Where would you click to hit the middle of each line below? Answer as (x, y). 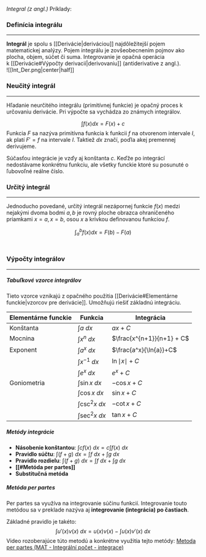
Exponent (23, 349)
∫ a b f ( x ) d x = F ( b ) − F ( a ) (103, 232)
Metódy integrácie (30, 432)
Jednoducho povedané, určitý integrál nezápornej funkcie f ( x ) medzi (93, 206)
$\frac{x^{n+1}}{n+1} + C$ (151, 338)
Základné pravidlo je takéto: (41, 521)
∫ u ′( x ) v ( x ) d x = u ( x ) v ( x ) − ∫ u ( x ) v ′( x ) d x (103, 531)
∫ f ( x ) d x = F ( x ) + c (103, 123)
